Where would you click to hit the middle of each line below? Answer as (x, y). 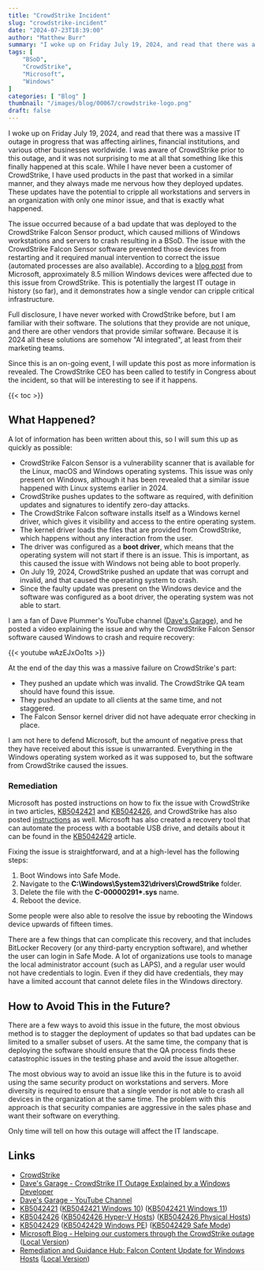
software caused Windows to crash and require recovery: (102, 637)
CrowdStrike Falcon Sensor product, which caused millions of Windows (124, 232)
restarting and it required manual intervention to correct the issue (114, 257)
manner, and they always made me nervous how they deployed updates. (126, 183)
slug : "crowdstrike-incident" (58, 23)
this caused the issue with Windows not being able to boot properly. (130, 563)
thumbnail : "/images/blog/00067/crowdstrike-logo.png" (100, 103)
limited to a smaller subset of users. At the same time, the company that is (128, 1042)
